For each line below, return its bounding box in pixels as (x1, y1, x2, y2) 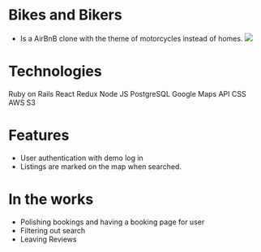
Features (8, 126, 70, 145)
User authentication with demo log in (19, 153, 143, 163)
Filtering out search (19, 225, 86, 235)
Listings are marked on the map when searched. (19, 161, 182, 172)
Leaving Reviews (19, 234, 77, 244)
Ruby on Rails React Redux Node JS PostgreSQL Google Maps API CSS (8, 89, 246, 98)
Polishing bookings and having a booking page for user (19, 217, 205, 227)
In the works (8, 190, 94, 208)
